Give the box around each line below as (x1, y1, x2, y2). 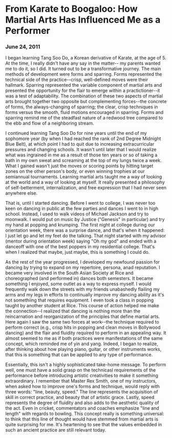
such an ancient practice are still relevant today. (5, 427, 106, 433)
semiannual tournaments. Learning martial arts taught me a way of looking (5, 174, 162, 180)
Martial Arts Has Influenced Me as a (5, 14, 161, 26)
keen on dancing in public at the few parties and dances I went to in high (5, 206, 159, 212)
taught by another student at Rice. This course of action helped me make (5, 303, 160, 309)
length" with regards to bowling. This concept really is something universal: (5, 411, 164, 417)
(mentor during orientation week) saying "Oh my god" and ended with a (5, 238, 157, 244)
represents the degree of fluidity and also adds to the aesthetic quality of (5, 400, 160, 406)
